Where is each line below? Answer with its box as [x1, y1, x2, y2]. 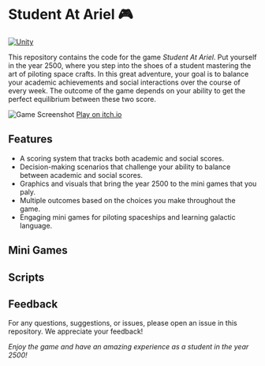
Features [8, 133, 53, 146]
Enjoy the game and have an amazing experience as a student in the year [8, 342, 249, 352]
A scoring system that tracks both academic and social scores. [19, 153, 225, 163]
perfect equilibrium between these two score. [8, 94, 156, 104]
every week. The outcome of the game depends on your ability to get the [8, 85, 246, 95]
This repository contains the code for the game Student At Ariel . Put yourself [8, 52, 257, 62]
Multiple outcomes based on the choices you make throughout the [19, 195, 236, 205]
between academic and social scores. [19, 170, 144, 179]
